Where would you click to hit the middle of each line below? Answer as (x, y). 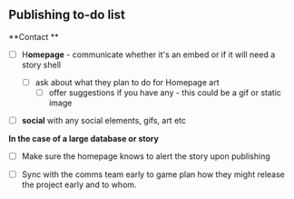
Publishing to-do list (67, 15)
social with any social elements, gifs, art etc (104, 120)
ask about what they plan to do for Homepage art (127, 82)
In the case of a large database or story (84, 139)
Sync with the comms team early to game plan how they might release (153, 174)
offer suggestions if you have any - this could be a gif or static (165, 92)
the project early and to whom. (79, 184)
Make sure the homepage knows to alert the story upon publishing (146, 156)
